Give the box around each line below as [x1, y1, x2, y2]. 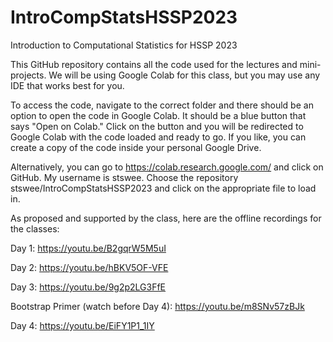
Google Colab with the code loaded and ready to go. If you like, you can [10, 131, 307, 143]
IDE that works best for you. [10, 79, 125, 91]
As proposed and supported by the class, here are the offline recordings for [10, 212, 322, 224]
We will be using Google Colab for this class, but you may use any [48, 69, 321, 81]
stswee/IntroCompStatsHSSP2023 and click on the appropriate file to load [10, 182, 317, 194]
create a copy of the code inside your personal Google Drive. [10, 141, 262, 153]
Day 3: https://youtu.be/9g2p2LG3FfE [10, 281, 167, 293]
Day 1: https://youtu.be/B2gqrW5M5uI [10, 242, 167, 254]
